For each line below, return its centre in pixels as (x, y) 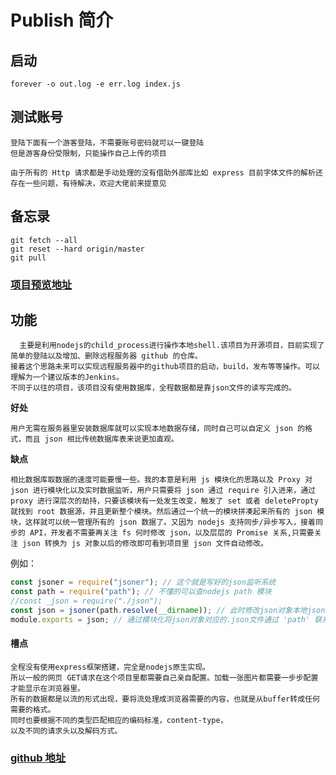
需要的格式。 (33, 709)
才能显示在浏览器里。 (47, 688)
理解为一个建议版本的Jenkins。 (67, 377)
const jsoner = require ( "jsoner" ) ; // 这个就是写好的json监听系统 (143, 582)
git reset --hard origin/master (77, 249)
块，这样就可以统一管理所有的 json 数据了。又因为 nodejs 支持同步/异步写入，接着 (163, 522)
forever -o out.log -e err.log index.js (96, 84)
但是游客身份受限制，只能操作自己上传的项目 (88, 153)
